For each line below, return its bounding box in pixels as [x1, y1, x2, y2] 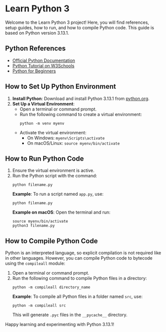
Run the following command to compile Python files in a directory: [12, 276, 147, 281]
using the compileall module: [5, 261, 65, 267]
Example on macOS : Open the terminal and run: [12, 209, 111, 216]
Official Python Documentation [12, 57, 75, 63]
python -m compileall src [12, 303, 66, 308]
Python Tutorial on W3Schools [12, 62, 75, 68]
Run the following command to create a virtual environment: [19, 111, 142, 117]
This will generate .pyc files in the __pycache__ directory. [12, 312, 128, 318]
